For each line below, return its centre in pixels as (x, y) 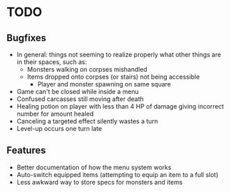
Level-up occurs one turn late (59, 129)
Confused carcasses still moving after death (80, 99)
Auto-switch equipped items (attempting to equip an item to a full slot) (118, 174)
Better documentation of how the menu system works (94, 167)
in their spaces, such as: (52, 62)
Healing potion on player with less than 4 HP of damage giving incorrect (120, 106)
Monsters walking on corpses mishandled (87, 69)
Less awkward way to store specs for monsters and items (99, 182)
